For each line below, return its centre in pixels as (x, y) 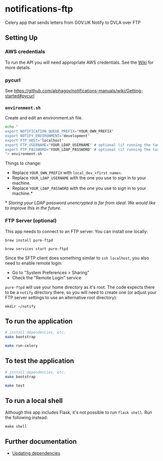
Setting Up (21, 38)
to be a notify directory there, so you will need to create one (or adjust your (81, 292)
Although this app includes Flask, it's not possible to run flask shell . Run (79, 412)
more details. (18, 67)
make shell (16, 427)
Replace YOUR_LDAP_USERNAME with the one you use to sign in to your (79, 178)
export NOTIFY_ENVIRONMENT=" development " (48, 136)
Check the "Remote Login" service (47, 278)
